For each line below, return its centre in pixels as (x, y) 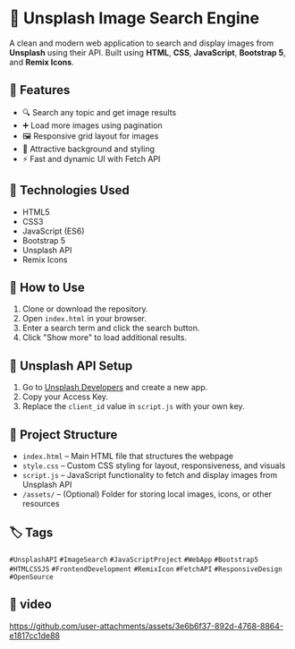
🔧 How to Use (47, 287)
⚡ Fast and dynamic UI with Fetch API (91, 158)
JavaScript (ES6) (53, 231)
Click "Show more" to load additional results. (105, 337)
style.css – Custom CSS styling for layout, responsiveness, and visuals (154, 465)
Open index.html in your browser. (84, 319)
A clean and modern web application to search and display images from (142, 43)
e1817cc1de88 (35, 636)
